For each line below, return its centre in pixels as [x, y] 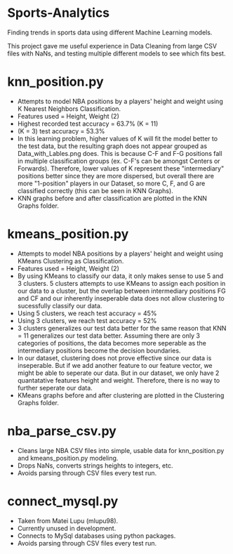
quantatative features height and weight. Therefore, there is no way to [119, 380]
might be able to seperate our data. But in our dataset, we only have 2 [118, 373]
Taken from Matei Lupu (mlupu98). [68, 520]
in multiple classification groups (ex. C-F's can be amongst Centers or [119, 161]
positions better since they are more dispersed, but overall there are [115, 176]
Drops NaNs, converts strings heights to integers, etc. [95, 466]
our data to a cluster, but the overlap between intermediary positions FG [121, 291]
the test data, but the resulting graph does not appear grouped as [112, 146]
